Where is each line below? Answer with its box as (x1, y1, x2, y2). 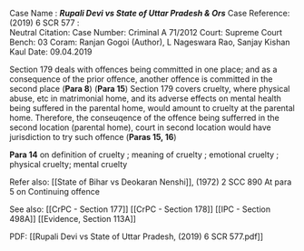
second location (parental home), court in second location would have (9, 122, 271, 133)
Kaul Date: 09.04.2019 (9, 46, 93, 57)
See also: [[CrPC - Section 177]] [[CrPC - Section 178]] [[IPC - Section (9, 204, 270, 215)
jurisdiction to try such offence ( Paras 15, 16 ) (9, 132, 177, 142)
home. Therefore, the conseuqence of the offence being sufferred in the (9, 113, 279, 123)
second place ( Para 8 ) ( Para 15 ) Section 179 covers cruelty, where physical (9, 84, 290, 94)
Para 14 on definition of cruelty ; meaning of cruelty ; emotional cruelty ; (9, 149, 279, 160)
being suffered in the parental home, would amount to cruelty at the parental (9, 103, 295, 113)
